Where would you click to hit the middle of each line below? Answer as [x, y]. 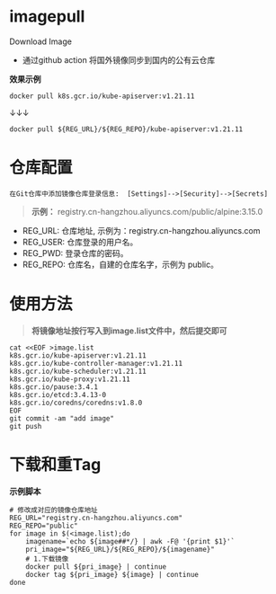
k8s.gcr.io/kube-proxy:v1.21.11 [70, 379]
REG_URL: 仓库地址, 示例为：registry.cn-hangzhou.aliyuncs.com [141, 230]
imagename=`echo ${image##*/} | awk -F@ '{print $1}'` [130, 541]
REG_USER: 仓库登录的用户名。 [80, 242]
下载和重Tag [55, 465]
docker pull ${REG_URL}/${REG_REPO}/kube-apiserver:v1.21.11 [126, 129]
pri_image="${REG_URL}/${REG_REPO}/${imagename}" [120, 549]
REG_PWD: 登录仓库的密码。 [75, 253]
